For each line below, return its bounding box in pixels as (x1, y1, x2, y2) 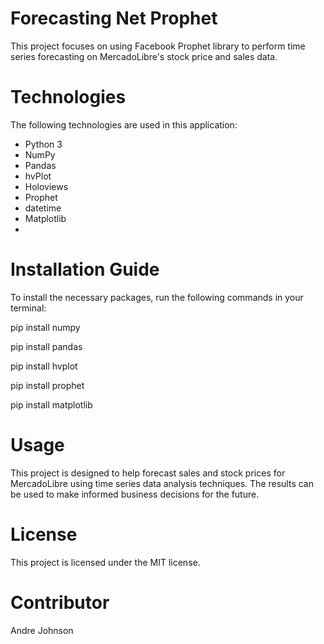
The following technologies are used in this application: (10, 118, 238, 131)
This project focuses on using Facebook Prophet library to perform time (10, 40, 306, 52)
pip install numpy (10, 321, 81, 333)
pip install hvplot (10, 360, 78, 372)
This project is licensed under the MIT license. (10, 556, 201, 568)
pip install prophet (10, 379, 85, 391)
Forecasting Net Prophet (10, 7, 218, 30)
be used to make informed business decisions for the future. (10, 488, 260, 500)
